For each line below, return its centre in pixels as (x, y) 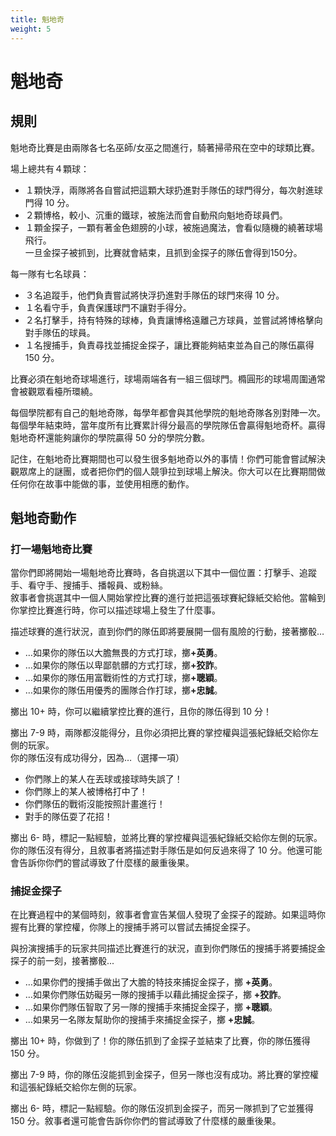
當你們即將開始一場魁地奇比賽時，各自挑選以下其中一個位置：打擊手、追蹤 (163, 573)
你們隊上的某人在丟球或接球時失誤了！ (103, 779)
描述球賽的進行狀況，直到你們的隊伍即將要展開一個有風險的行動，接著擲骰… (167, 632)
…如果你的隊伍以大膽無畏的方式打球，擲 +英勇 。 (123, 653)
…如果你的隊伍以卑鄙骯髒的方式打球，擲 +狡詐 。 (123, 665)
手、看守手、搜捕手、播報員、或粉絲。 (89, 585)
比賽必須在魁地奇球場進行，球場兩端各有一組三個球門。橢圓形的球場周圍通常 (168, 378)
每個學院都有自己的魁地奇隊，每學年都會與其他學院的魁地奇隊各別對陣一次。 (168, 412)
